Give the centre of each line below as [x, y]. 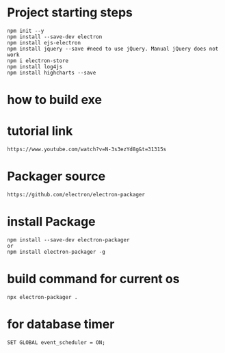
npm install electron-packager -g [56, 252]
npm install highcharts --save [52, 73]
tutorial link [40, 131]
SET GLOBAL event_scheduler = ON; [56, 342]
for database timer [61, 325]
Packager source [56, 176]
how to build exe [55, 100]
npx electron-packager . [42, 297]
